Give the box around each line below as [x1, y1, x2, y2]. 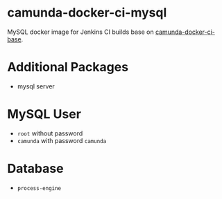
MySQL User [7, 106, 82, 122]
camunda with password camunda [17, 136, 107, 144]
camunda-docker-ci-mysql [7, 5, 167, 21]
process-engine [17, 184, 62, 191]
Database [7, 161, 64, 176]
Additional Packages [7, 59, 129, 75]
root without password [17, 129, 83, 138]
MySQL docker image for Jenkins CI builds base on [7, 28, 154, 36]
